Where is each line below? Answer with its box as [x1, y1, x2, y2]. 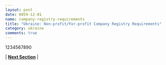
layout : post [5, 7, 33, 12]
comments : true [5, 30, 37, 35]
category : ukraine [5, 26, 44, 31]
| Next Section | [5, 54, 39, 60]
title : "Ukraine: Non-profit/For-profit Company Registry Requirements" [5, 21, 162, 26]
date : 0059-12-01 [5, 12, 42, 17]
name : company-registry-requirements [5, 16, 85, 21]
